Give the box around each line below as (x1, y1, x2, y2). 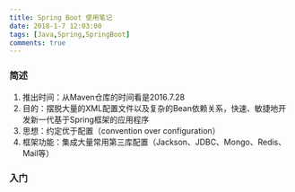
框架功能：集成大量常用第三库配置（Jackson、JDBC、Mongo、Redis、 (22, 136, 287, 147)
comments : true (9, 38, 66, 48)
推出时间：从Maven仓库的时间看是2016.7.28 (22, 92, 186, 102)
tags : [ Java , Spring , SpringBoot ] (9, 30, 130, 39)
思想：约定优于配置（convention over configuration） (22, 125, 221, 135)
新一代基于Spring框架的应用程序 (30, 114, 150, 125)
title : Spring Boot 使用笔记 (9, 13, 113, 22)
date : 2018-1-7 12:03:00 (9, 22, 102, 31)
